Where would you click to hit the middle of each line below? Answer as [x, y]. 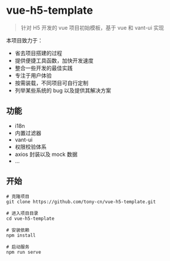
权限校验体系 [30, 146]
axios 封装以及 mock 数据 [46, 154]
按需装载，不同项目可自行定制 [51, 83]
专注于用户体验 [33, 75]
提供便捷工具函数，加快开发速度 [54, 60]
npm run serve [24, 252]
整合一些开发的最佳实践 [44, 68]
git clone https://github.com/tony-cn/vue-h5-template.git [81, 202]
